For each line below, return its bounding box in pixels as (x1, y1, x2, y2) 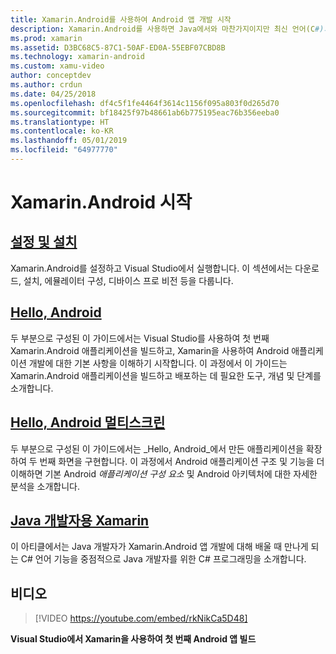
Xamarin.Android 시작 (10, 191, 193, 214)
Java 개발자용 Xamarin (10, 512, 150, 529)
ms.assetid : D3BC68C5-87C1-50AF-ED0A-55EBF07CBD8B (10, 42, 226, 53)
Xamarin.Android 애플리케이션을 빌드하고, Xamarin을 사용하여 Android (10, 344, 290, 356)
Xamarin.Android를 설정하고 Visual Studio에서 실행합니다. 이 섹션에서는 (10, 262, 293, 274)
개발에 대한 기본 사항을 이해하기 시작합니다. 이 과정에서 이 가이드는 (28, 357, 288, 369)
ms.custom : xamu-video (10, 61, 105, 71)
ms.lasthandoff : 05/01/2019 (10, 136, 128, 146)
